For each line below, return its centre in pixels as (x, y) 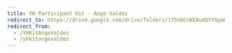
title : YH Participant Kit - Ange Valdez (68, 13)
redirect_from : (29, 26)
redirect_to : (26, 20)
